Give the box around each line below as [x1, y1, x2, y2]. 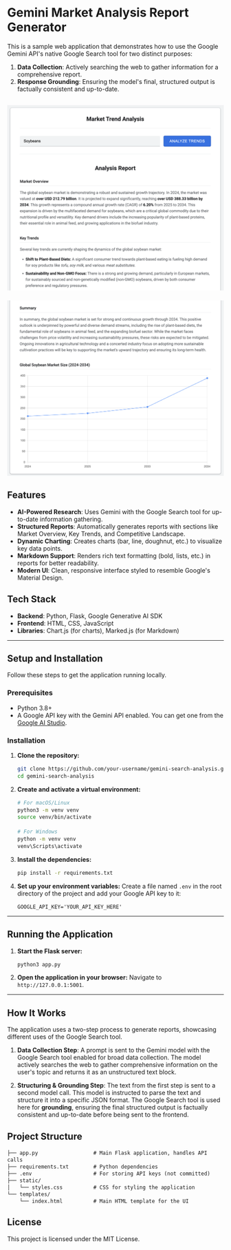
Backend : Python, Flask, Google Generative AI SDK [16, 611, 163, 620]
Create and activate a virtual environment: [16, 785, 141, 793]
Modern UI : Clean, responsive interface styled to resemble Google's [16, 566, 211, 574]
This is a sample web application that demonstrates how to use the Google [7, 42, 219, 50]
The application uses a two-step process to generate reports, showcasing [7, 1026, 217, 1034]
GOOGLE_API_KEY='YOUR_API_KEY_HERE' [16, 903, 122, 910]
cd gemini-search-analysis [16, 772, 95, 779]
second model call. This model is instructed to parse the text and [16, 1089, 201, 1097]
